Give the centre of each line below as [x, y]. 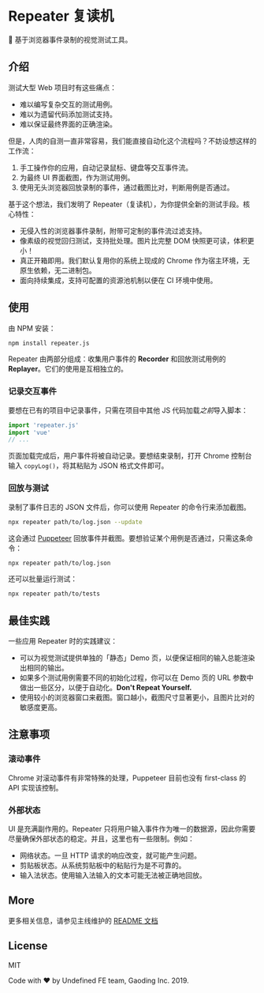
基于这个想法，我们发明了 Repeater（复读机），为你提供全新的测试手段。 [126, 204]
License [28, 946]
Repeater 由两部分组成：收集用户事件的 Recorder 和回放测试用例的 [117, 359]
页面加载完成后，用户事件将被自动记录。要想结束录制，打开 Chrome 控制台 [130, 456]
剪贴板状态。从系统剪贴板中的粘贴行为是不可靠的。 [102, 866]
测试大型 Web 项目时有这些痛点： [62, 87]
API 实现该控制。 [35, 787]
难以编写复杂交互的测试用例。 [68, 104]
